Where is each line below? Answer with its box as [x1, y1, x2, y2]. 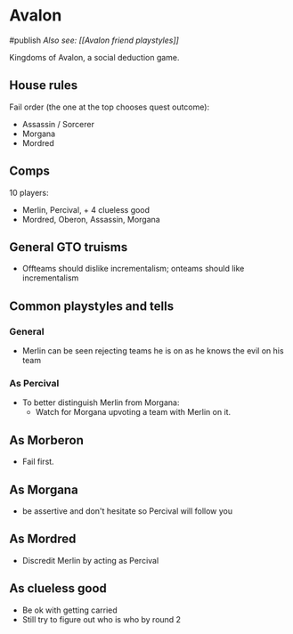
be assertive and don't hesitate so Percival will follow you [21, 505, 233, 516]
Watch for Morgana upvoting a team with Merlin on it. [35, 407, 232, 418]
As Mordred [9, 532, 77, 547]
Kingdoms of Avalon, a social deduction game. [9, 52, 180, 62]
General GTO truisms [9, 240, 128, 255]
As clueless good [9, 581, 107, 597]
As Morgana [9, 482, 78, 497]
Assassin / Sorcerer [21, 118, 95, 129]
